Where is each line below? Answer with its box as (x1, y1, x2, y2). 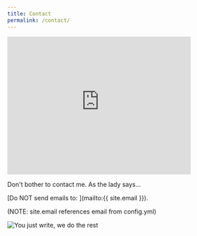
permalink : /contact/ (7, 17, 71, 24)
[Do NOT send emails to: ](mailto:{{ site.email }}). (7, 193, 149, 202)
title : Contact (7, 10, 52, 18)
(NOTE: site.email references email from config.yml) (7, 207, 157, 216)
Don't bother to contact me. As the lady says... (7, 180, 141, 188)
